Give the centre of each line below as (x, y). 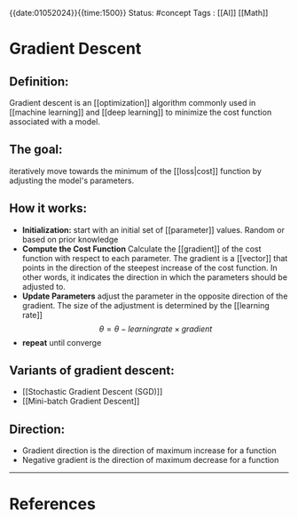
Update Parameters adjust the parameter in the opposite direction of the (155, 296)
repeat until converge (62, 342)
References (52, 504)
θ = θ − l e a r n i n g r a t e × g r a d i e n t (156, 329)
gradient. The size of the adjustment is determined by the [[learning (146, 305)
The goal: (36, 150)
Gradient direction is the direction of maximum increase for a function (149, 451)
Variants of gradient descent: (92, 371)
